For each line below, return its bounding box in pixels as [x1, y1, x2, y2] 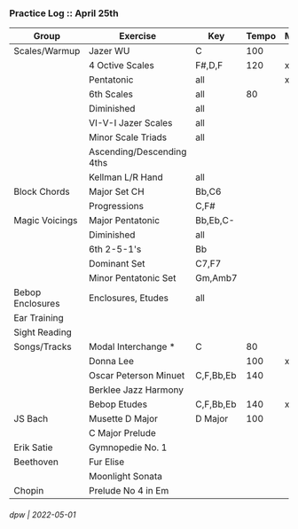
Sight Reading [13, 326, 73, 338]
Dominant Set [88, 258, 145, 270]
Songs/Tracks [13, 340, 73, 353]
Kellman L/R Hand [88, 171, 163, 183]
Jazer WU [88, 45, 130, 58]
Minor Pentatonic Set [88, 272, 176, 284]
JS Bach [13, 413, 49, 425]
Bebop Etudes [88, 398, 148, 410]
